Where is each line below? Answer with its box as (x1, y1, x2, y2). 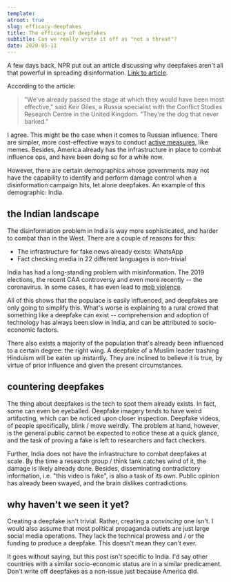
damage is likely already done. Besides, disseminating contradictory (7, 464, 201, 472)
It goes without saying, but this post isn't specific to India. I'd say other (7, 552, 208, 561)
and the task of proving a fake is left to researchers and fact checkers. (7, 436, 207, 444)
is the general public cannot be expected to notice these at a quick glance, (7, 429, 219, 437)
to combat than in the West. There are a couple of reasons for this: (7, 234, 197, 242)
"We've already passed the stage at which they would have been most (23, 95, 225, 104)
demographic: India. (7, 188, 64, 196)
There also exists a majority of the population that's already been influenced (7, 339, 224, 347)
